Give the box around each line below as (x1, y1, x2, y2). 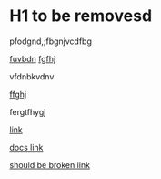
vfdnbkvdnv (9, 70, 55, 82)
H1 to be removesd (9, 5, 153, 26)
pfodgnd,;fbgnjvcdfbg (9, 36, 93, 47)
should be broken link (9, 159, 91, 170)
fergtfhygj (9, 106, 46, 117)
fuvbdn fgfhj (9, 53, 56, 64)
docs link (9, 142, 44, 153)
